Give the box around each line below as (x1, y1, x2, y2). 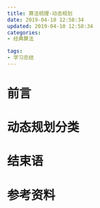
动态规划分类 (7, 120, 80, 135)
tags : (7, 48, 23, 55)
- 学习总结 (7, 54, 34, 62)
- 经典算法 (7, 36, 34, 42)
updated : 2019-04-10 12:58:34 (7, 23, 94, 29)
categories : (7, 29, 41, 36)
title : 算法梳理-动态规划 (7, 10, 73, 17)
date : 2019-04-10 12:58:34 (7, 16, 84, 23)
